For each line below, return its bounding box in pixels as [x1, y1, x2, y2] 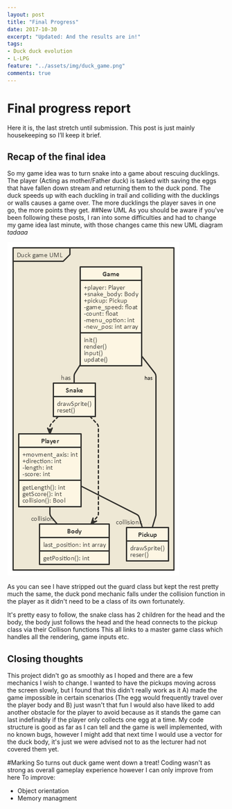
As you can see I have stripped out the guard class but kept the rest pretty [7, 583, 220, 591]
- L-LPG [7, 56, 30, 62]
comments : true [7, 69, 51, 76]
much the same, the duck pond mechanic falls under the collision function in [7, 590, 225, 598]
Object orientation [17, 787, 69, 795]
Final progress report [7, 101, 131, 116]
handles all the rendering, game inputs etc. [7, 633, 130, 641]
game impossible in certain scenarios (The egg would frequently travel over [7, 694, 224, 702]
